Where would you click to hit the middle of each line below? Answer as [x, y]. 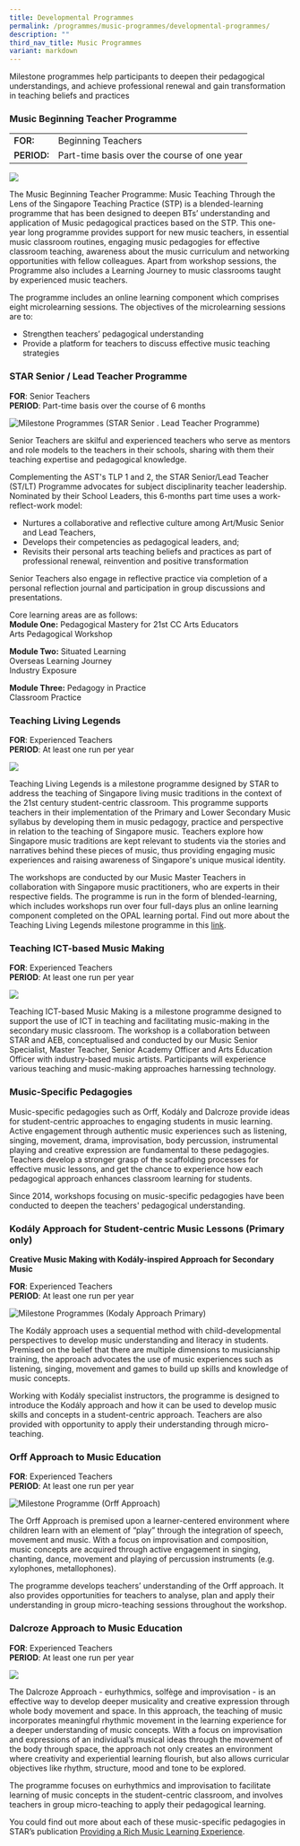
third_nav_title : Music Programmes [76, 43]
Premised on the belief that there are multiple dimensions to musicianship [145, 1349]
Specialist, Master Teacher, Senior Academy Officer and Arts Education [141, 1050]
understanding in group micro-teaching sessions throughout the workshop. [148, 1605]
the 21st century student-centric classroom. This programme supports [139, 803]
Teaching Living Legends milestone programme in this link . [118, 925]
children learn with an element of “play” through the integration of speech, [146, 1530]
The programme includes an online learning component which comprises [144, 298]
